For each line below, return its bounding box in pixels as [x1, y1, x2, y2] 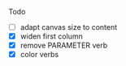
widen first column [20, 31, 83, 41]
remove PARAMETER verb [20, 40, 108, 51]
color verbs [20, 50, 59, 60]
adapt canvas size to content [20, 23, 118, 31]
